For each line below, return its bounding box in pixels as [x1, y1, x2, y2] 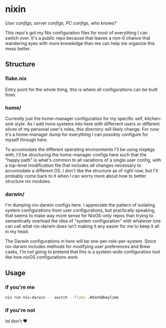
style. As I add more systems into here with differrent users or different [14, 121, 160, 127]
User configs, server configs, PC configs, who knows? [5, 20, 117, 26]
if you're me [5, 284, 35, 291]
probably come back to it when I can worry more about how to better [5, 173, 147, 179]
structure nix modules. [5, 178, 51, 184]
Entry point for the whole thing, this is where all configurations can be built [5, 86, 158, 92]
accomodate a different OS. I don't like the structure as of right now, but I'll [5, 167, 158, 173]
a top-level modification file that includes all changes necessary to [5, 162, 142, 168]
